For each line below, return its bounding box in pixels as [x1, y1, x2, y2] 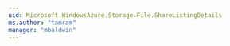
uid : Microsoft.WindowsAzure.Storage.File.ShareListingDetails [8, 11, 223, 19]
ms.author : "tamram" [8, 19, 77, 27]
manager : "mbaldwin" [8, 26, 77, 34]
